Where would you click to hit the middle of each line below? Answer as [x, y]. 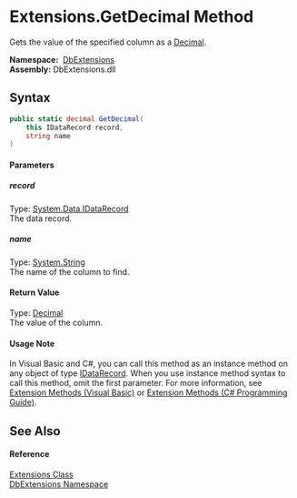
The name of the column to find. [69, 271]
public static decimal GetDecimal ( [77, 119]
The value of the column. [56, 322]
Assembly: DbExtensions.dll [63, 69]
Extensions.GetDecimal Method [132, 17]
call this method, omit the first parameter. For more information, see [136, 383]
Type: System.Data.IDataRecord [69, 208]
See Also [35, 431]
